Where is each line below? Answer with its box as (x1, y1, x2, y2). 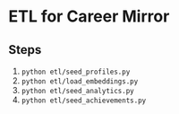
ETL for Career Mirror (8, 6, 170, 27)
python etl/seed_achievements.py (21, 96, 147, 105)
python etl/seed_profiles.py (21, 67, 131, 76)
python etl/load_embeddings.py (21, 77, 139, 86)
